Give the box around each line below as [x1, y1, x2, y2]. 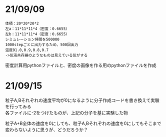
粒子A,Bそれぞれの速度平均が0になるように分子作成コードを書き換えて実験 [5, 97, 159, 103]
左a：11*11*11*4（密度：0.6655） [5, 26, 69, 31]
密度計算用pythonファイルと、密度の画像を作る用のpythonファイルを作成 [5, 62, 156, 68]
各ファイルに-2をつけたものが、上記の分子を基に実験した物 [5, 109, 128, 115]
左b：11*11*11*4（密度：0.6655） [5, 31, 69, 36]
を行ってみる [5, 103, 31, 109]
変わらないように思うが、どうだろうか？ [5, 126, 88, 132]
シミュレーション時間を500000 [5, 36, 60, 42]
